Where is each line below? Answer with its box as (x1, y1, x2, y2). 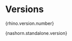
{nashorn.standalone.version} (5, 30, 67, 36)
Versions (5, 4, 44, 15)
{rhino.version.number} (5, 20, 54, 26)
